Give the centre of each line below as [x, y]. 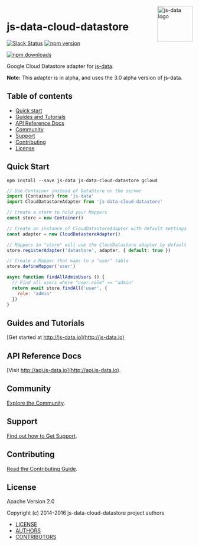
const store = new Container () [45, 218]
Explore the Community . [36, 403]
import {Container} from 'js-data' [50, 196]
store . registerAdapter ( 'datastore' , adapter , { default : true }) [89, 250]
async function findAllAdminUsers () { [56, 277]
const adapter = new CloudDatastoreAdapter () [63, 234]
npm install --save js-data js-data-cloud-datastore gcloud [82, 180]
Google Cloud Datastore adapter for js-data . [60, 66]
